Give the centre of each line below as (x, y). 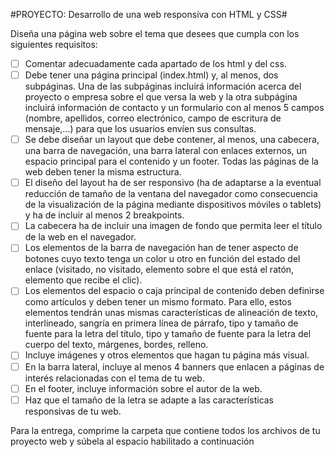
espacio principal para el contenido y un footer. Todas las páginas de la (171, 161)
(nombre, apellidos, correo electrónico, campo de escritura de (153, 118)
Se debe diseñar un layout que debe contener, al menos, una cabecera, (172, 140)
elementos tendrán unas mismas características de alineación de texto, (171, 313)
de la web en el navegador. (80, 237)
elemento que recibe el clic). (83, 280)
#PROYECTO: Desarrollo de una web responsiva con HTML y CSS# (149, 14)
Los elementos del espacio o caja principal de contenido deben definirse (174, 291)
